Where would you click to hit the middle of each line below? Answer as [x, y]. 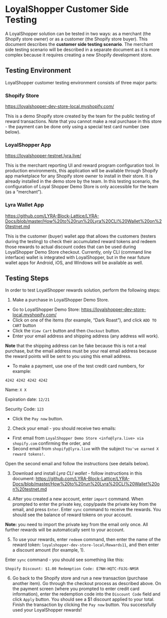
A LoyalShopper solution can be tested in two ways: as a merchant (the [78, 33]
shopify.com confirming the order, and [51, 443]
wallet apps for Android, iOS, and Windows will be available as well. [74, 263]
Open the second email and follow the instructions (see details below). [77, 464]
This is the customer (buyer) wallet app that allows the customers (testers [81, 236]
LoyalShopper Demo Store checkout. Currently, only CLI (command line [78, 252]
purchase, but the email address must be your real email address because [81, 351]
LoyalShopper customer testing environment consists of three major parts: [81, 82]
